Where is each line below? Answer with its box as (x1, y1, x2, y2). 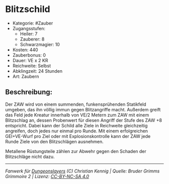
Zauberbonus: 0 (12, 52, 46, 58)
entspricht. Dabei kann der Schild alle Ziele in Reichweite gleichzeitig (5, 122, 148, 128)
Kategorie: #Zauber (12, 20, 53, 26)
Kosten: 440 (12, 47, 39, 53)
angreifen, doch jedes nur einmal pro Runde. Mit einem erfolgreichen (5, 128, 148, 134)
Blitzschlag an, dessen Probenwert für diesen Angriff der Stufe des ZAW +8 (5, 117, 162, 123)
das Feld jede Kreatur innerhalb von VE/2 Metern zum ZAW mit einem (5, 112, 149, 118)
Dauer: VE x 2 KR (12, 57, 48, 63)
